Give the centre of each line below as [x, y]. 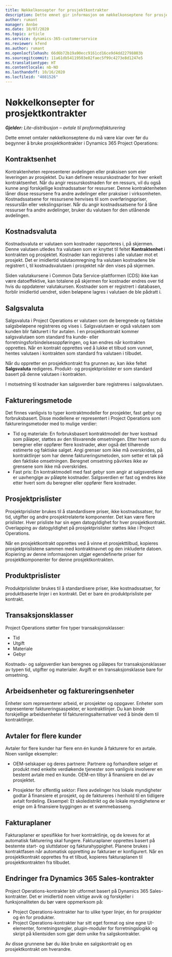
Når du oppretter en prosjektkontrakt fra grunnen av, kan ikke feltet [76, 364]
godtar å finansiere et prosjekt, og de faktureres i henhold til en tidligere [89, 796]
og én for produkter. [34, 917]
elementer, [24, 928]
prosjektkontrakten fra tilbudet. [38, 862]
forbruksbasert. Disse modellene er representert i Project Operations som [83, 418]
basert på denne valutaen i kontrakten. [46, 374]
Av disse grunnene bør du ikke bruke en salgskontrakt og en [69, 944]
